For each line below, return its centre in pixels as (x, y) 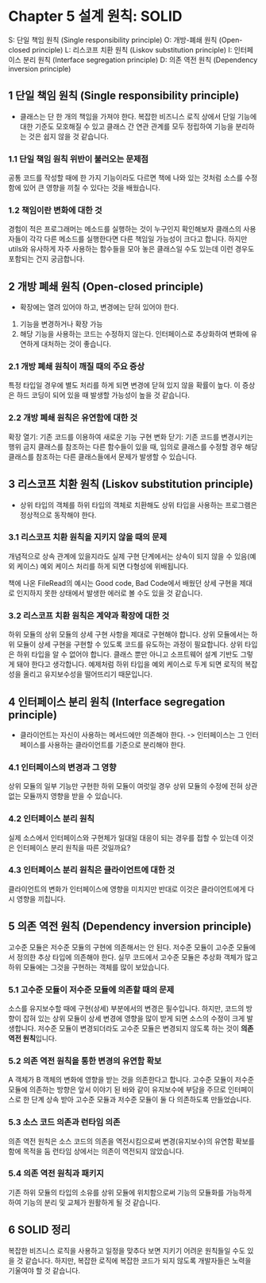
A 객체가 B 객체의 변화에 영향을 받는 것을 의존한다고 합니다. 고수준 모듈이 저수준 (131, 1080)
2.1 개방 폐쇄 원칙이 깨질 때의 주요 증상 (77, 367)
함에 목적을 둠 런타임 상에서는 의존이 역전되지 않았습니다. (96, 1151)
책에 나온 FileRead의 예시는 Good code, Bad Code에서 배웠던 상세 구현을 (123, 583)
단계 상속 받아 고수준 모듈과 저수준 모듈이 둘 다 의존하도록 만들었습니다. (141, 1100)
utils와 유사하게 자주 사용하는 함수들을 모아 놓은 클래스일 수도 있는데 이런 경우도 (131, 249)
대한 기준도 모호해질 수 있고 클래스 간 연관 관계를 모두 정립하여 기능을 (127, 126)
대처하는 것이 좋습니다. (76, 344)
